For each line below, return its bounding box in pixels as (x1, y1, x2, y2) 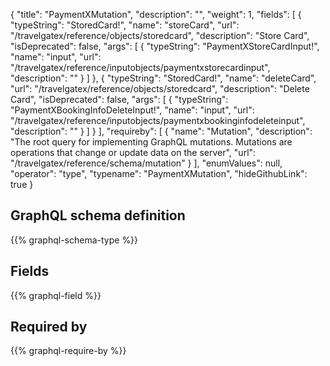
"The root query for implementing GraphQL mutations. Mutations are (10, 136, 293, 148)
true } (10, 179, 34, 190)
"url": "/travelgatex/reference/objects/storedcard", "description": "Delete (10, 83, 310, 94)
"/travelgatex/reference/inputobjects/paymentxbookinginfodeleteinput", (10, 115, 306, 126)
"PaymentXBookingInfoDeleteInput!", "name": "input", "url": (10, 104, 255, 116)
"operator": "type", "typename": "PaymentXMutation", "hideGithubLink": (10, 168, 308, 179)
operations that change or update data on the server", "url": (10, 147, 257, 158)
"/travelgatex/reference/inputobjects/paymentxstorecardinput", (10, 62, 271, 73)
